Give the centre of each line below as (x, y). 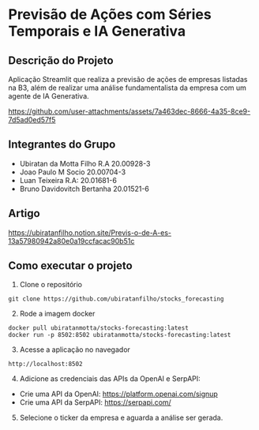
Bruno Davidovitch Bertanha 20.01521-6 (84, 189)
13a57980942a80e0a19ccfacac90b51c (71, 241)
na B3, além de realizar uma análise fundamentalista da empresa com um (128, 88)
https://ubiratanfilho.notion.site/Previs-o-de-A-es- (90, 232)
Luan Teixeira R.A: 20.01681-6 (68, 180)
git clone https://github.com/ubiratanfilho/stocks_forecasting (116, 299)
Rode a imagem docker (57, 314)
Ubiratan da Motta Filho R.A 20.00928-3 (85, 163)
